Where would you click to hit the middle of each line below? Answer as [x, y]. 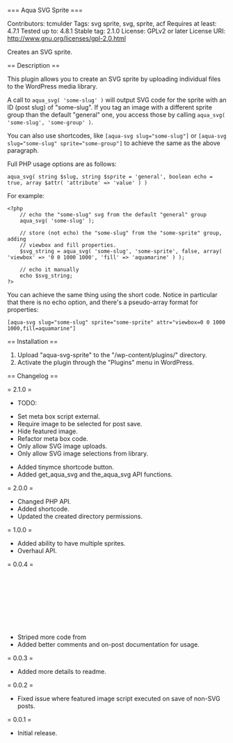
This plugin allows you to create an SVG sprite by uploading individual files [114, 79]
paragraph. [23, 150]
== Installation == [33, 342]
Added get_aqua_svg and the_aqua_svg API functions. [95, 474]
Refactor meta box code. [53, 438]
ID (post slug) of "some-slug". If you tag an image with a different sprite [110, 107]
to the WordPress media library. [53, 86]
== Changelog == [33, 376]
